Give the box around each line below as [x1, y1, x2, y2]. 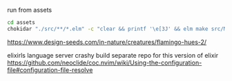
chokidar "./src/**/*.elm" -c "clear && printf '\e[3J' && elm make [7, 25, 209, 32]
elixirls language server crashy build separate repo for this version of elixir [7, 51, 219, 59]
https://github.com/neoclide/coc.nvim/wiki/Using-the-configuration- [7, 58, 202, 67]
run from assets [7, 6, 52, 14]
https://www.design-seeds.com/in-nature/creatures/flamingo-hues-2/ [7, 38, 207, 46]
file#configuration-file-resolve [7, 65, 93, 74]
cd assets [7, 19, 36, 26]
